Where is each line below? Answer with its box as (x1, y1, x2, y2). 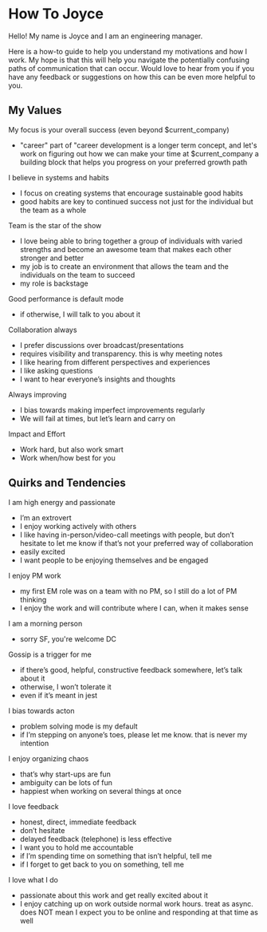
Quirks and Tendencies (8, 476, 126, 490)
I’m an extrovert (19, 512, 72, 523)
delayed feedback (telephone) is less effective (19, 834, 172, 843)
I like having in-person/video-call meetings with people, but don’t (19, 530, 234, 539)
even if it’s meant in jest (19, 690, 98, 700)
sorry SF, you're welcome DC (19, 634, 117, 643)
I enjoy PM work (8, 571, 61, 580)
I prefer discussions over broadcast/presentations (19, 340, 185, 349)
